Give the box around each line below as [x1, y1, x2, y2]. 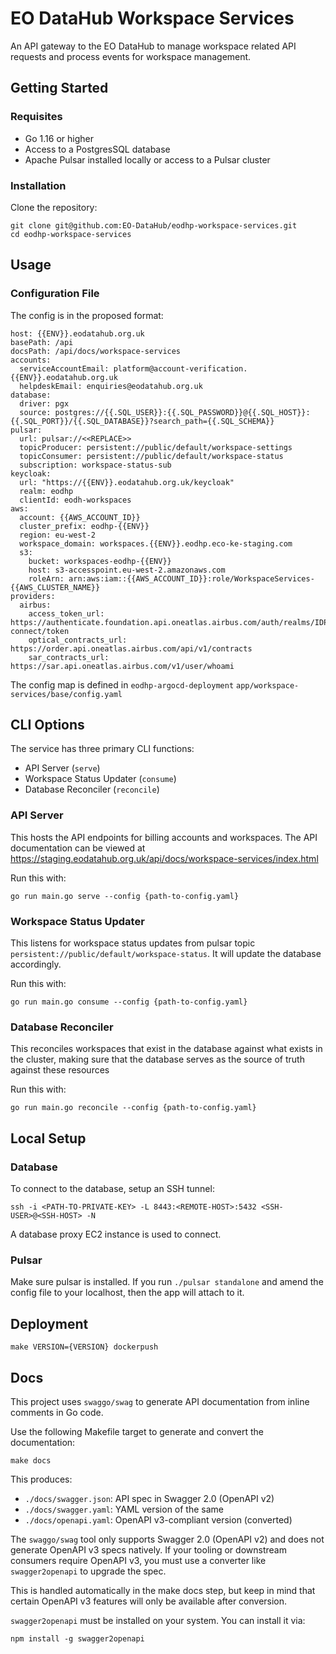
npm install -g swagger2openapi [10, 1633, 145, 1644]
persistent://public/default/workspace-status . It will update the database [10, 948, 322, 960]
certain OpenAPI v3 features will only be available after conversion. [10, 1595, 288, 1607]
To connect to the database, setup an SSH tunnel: [10, 1183, 215, 1194]
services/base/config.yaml [10, 689, 123, 699]
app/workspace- [235, 680, 300, 691]
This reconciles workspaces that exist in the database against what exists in [10, 1043, 323, 1055]
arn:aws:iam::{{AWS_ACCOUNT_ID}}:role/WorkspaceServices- [68, 573, 315, 584]
